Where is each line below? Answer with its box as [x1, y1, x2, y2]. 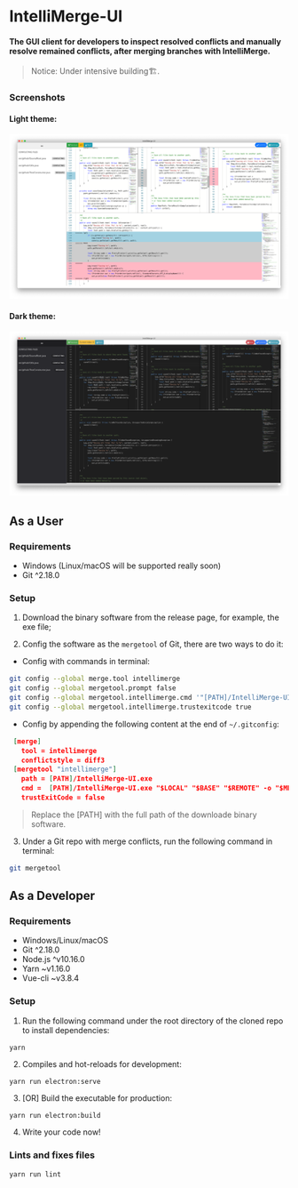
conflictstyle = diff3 [20, 756, 105, 765]
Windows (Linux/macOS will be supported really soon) [21, 560, 222, 571]
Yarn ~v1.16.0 [21, 963, 71, 975]
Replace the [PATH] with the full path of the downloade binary [30, 809, 257, 820]
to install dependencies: [21, 1024, 110, 1035]
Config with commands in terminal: [21, 656, 151, 667]
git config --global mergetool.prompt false [9, 684, 176, 693]
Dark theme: [9, 310, 56, 321]
